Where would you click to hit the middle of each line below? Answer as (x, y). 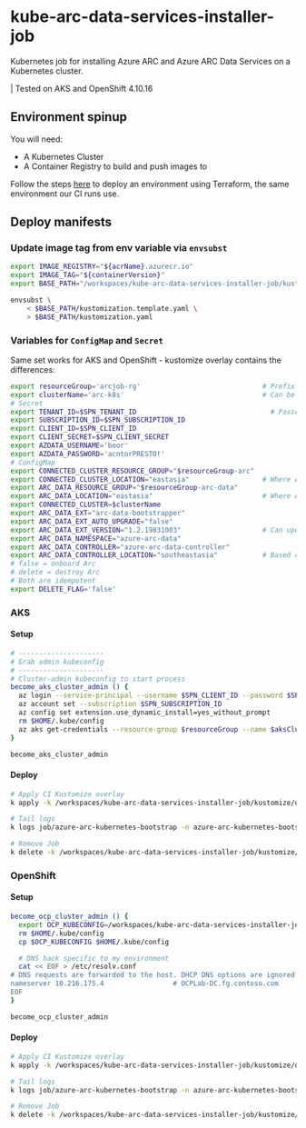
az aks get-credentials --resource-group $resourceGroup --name (143, 729)
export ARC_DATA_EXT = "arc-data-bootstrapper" (98, 514)
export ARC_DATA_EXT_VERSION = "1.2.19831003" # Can (147, 530)
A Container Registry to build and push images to (115, 166)
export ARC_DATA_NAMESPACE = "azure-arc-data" (96, 538)
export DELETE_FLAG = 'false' (64, 589)
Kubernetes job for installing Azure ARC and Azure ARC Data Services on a (151, 61)
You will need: (36, 139)
